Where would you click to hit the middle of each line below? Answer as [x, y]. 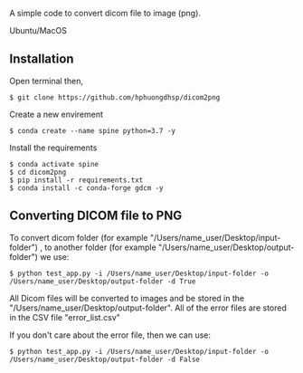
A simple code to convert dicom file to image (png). [105, 13]
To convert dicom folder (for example [79, 237]
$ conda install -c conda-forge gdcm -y [87, 188]
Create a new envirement [57, 114]
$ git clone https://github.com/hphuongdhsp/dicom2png [115, 97]
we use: [55, 256]
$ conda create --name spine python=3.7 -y [93, 130]
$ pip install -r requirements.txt [76, 180]
